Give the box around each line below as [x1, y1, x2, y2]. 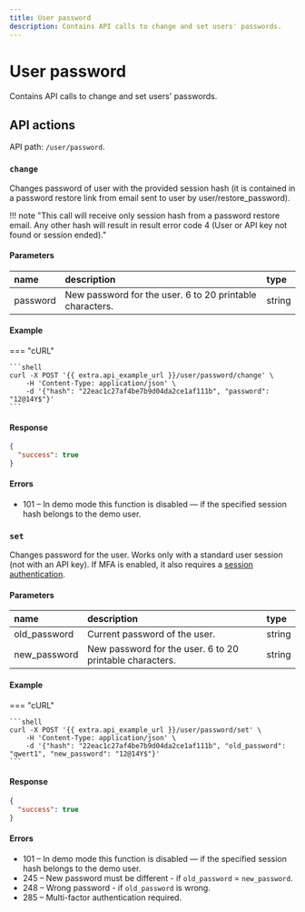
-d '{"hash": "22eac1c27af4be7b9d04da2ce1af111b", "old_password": [25, 741, 286, 750]
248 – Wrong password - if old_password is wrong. [22, 882, 211, 893]
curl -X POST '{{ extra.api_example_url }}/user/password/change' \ [9, 370, 274, 380]
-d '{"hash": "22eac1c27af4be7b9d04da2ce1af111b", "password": [25, 386, 271, 396]
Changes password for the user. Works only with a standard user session [9, 549, 283, 560]
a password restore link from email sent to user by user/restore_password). [9, 192, 290, 203]
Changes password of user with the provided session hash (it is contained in [9, 183, 296, 194]
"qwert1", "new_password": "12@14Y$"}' [9, 749, 161, 758]
